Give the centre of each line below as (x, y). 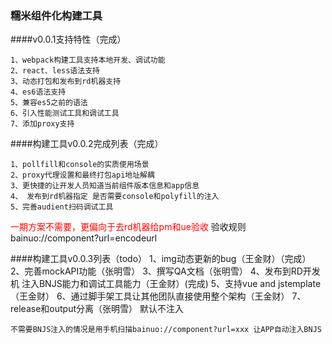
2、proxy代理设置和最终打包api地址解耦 (82, 175)
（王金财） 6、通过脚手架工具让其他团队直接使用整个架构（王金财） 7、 (158, 296)
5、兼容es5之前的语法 (49, 103)
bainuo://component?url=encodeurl (84, 238)
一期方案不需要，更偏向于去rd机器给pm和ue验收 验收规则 (128, 227)
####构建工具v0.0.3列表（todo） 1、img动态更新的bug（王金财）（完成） (161, 259)
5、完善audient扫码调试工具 (62, 207)
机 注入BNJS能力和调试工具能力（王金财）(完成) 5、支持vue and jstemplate (166, 284)
